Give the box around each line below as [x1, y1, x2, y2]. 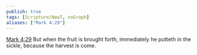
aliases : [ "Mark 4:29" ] [6, 20, 66, 25]
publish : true [6, 8, 42, 15]
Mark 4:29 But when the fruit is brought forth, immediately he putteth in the [6, 36, 191, 43]
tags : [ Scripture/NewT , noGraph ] [6, 14, 90, 20]
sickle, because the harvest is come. [6, 42, 97, 49]
